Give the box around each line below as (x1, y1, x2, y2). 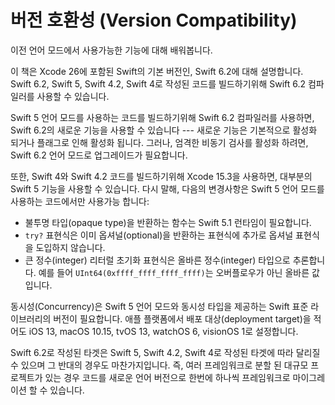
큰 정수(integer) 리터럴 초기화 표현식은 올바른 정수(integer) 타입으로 (24, 254, 291, 266)
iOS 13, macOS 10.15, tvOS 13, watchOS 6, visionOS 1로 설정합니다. (28, 325, 299, 337)
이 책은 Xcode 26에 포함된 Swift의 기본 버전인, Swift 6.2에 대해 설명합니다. (10, 65, 304, 77)
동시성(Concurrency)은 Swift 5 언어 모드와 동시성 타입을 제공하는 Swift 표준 (10, 300, 309, 312)
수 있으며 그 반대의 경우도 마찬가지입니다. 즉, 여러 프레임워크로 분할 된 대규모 (10, 359, 309, 371)
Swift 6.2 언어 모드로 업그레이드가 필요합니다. (10, 149, 188, 161)
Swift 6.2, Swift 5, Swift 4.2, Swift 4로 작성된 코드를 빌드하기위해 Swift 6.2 (10, 77, 307, 90)
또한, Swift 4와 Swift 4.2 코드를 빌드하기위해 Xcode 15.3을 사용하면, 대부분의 (10, 170, 313, 182)
